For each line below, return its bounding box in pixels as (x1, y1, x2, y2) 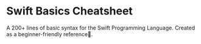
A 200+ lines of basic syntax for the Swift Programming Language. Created (6, 24, 196, 31)
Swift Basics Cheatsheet (6, 4, 133, 18)
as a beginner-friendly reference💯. (6, 30, 93, 37)
